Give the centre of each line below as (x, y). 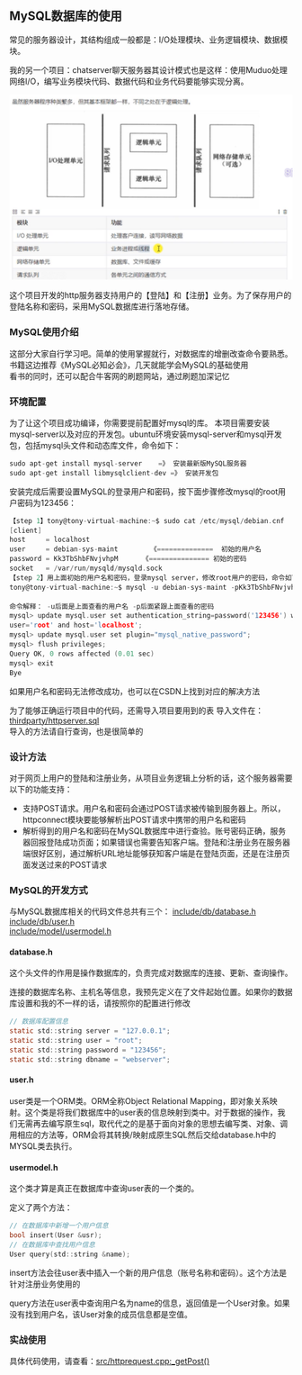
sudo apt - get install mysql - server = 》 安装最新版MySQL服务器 (128, 463)
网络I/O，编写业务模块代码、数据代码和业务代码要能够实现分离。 (129, 81)
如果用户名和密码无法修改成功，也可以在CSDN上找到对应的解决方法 (135, 691)
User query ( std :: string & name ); (70, 1254)
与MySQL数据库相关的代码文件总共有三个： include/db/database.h (133, 911)
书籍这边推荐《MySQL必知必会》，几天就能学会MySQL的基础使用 (129, 365)
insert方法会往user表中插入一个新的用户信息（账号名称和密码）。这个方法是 (148, 1272)
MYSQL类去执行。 (43, 1145)
